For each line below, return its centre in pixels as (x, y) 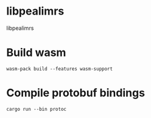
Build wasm (36, 53)
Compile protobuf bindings (75, 93)
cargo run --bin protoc (37, 109)
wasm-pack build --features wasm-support (60, 69)
